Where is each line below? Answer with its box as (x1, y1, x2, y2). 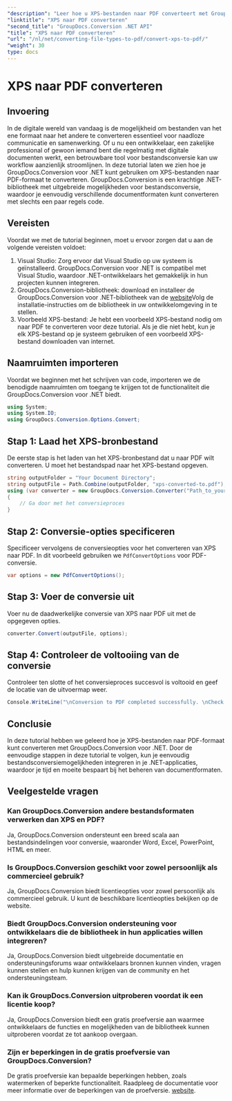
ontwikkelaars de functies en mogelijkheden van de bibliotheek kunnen (7, 1022, 210, 1031)
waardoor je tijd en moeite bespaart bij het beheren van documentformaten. (7, 766, 223, 774)
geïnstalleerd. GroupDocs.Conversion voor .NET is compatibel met (17, 264, 206, 272)
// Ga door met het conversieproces (19, 500, 126, 507)
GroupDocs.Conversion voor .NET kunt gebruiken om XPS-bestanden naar (7, 168, 220, 176)
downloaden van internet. (42, 337, 115, 345)
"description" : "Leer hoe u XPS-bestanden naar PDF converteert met (7, 10, 209, 17)
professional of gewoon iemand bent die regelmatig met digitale (7, 146, 189, 154)
